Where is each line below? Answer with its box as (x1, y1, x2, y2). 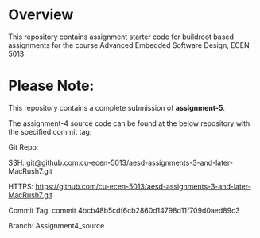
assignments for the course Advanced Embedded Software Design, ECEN (8, 40, 250, 49)
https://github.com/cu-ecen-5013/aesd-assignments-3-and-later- (35, 181, 252, 191)
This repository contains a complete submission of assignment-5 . (8, 103, 225, 112)
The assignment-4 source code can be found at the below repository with (8, 118, 250, 128)
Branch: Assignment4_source (8, 220, 105, 230)
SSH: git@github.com (8, 158, 79, 167)
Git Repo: (8, 142, 39, 152)
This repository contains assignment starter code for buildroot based (8, 32, 235, 41)
